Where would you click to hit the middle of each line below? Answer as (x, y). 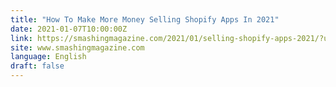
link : (21, 38)
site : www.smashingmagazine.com (77, 47)
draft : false (37, 66)
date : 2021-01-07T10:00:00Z (69, 29)
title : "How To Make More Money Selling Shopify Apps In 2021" (145, 19)
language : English (48, 57)
